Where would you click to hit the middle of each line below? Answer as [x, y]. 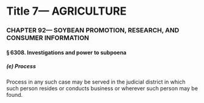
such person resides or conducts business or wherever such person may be [102, 88]
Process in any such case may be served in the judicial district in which [96, 82]
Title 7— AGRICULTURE [67, 11]
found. [15, 94]
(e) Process [21, 66]
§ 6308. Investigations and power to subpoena [67, 52]
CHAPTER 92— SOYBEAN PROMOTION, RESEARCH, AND [93, 30]
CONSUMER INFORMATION [48, 38]
